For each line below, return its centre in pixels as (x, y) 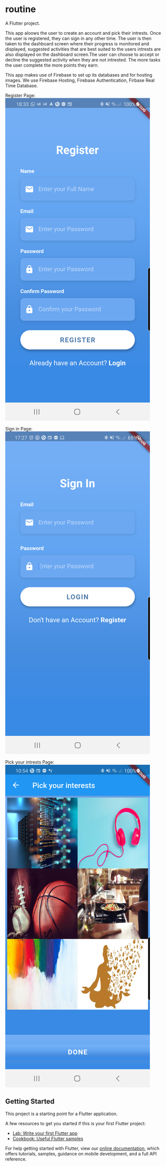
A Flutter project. (23, 23)
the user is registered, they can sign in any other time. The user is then (78, 38)
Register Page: (20, 95)
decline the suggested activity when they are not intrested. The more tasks (83, 59)
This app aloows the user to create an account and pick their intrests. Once (83, 33)
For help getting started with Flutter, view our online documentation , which (82, 1148)
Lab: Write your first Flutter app (45, 1133)
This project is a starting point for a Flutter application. (61, 1114)
